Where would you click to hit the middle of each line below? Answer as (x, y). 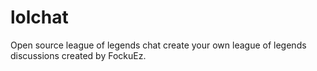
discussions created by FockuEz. (78, 55)
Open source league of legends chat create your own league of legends (158, 45)
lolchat (39, 17)
